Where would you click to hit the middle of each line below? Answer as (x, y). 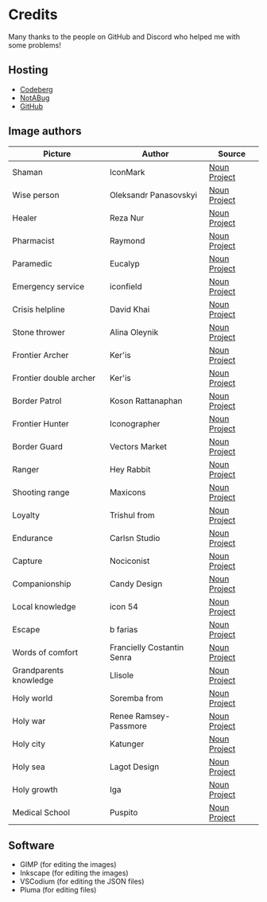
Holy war (29, 721)
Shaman (28, 172)
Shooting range (41, 492)
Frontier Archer (41, 355)
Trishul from (132, 515)
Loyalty (26, 515)
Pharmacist (33, 240)
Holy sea (29, 767)
